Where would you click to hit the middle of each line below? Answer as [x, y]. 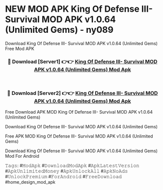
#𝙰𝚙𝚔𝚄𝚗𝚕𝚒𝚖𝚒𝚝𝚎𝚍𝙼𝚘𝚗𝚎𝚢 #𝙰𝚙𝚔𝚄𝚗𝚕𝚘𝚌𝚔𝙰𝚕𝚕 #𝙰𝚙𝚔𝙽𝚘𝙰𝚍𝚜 [67, 171]
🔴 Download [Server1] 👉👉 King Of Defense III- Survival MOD [82, 61]
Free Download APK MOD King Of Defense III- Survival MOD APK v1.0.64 [79, 112]
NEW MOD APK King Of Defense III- [79, 9]
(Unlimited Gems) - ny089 [59, 30]
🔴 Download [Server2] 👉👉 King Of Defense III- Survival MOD [82, 93]
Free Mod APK [20, 48]
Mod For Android [22, 156]
